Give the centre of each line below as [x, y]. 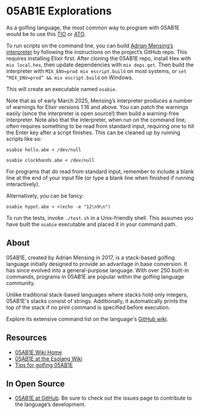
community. [21, 283]
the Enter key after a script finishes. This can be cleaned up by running [93, 132]
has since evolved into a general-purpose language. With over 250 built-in [98, 270]
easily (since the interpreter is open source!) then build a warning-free [93, 113]
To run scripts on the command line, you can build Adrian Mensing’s [90, 46]
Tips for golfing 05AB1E [44, 365]
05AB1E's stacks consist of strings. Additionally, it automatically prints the [97, 301]
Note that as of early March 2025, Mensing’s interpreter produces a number [99, 101]
